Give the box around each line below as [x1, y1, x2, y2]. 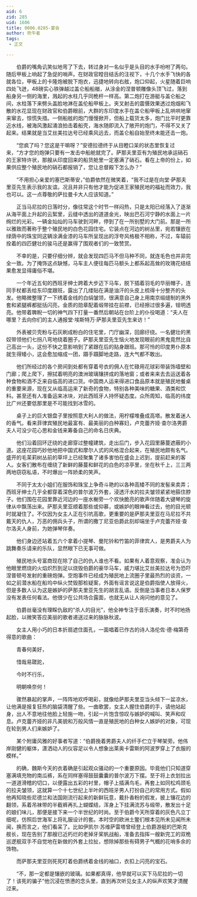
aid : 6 [6, 8, 22, 15]
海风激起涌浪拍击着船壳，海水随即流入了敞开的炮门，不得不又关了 [31, 121, 191, 129]
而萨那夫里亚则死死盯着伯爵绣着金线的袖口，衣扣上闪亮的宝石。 [16, 857, 171, 865]
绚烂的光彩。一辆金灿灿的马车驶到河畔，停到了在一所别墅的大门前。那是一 [6, 218, 186, 225]
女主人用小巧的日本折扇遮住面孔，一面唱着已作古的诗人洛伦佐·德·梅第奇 [16, 626, 189, 633]
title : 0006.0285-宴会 [6, 25, 60, 31]
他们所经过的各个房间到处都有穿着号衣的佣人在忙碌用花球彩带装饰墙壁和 [16, 363, 191, 370]
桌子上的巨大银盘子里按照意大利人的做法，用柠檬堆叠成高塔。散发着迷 [16, 412, 186, 419]
